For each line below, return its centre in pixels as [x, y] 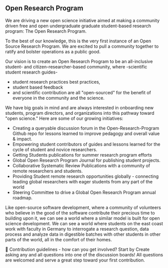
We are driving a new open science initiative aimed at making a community [82, 20]
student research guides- [31, 72]
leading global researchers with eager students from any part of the [82, 181]
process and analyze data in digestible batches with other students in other [83, 234]
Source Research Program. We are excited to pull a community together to [82, 46]
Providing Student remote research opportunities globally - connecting [86, 176]
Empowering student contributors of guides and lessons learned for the [86, 144]
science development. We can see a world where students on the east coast [84, 223]
